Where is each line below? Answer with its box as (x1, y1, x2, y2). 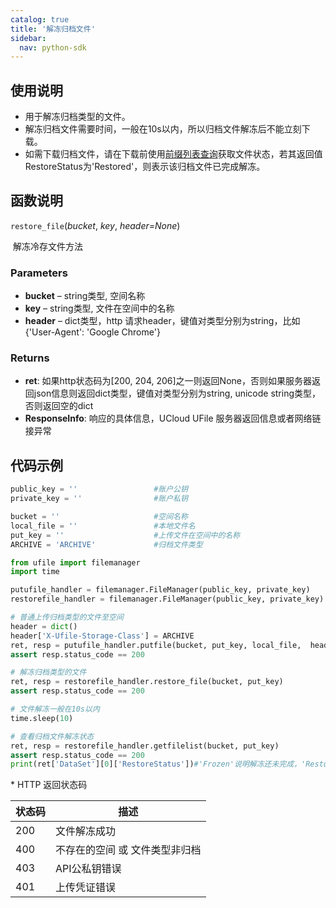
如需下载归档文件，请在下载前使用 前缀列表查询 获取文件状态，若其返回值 (24, 148, 323, 160)
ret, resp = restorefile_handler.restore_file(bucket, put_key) (10, 677, 284, 687)
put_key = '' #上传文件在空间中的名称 (10, 530, 241, 540)
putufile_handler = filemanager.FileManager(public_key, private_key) (10, 585, 311, 595)
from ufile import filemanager (10, 557, 141, 568)
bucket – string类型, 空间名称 (24, 290, 146, 302)
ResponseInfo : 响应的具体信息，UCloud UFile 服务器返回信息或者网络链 (24, 412, 322, 425)
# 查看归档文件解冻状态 (10, 731, 95, 741)
